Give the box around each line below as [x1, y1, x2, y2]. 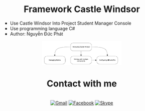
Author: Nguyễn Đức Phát [10, 31, 64, 37]
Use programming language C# [10, 25, 75, 31]
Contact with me [47, 78, 117, 89]
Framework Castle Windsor [23, 4, 140, 15]
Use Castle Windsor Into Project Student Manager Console [10, 20, 131, 26]
